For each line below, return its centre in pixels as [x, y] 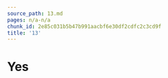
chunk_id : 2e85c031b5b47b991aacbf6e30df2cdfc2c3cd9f [84, 26]
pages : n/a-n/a [29, 20]
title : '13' [24, 33]
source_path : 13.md [35, 13]
